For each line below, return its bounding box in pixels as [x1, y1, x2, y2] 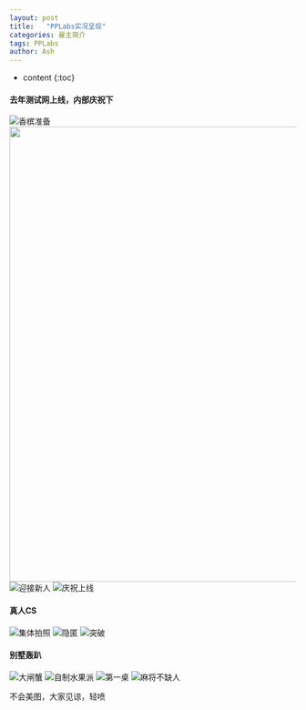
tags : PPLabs [9, 38, 59, 48]
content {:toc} [22, 72, 76, 83]
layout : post [9, 13, 59, 23]
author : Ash [9, 47, 55, 56]
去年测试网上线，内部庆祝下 [9, 94, 114, 105]
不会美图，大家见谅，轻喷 [9, 691, 106, 702]
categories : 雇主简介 [9, 30, 87, 39]
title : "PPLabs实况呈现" [9, 22, 107, 31]
